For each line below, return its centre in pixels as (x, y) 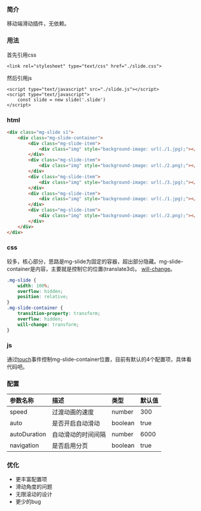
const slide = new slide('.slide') (62, 100)
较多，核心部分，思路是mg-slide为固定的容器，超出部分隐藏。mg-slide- (95, 261)
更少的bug (28, 502)
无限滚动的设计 (34, 494)
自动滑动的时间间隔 (79, 434)
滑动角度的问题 (34, 487)
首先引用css (21, 54)
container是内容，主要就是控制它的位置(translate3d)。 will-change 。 (91, 269)
